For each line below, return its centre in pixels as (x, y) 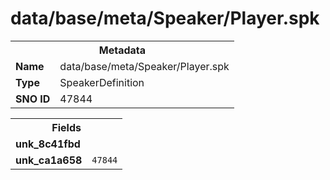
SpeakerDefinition (102, 82)
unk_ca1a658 (49, 160)
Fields (66, 127)
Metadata (122, 50)
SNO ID (33, 99)
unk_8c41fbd (48, 144)
